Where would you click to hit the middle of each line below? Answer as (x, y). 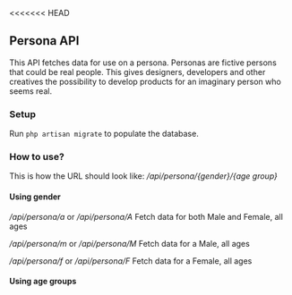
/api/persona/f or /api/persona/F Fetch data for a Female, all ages (131, 261)
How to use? (37, 157)
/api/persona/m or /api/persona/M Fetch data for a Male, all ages (130, 243)
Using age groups (43, 282)
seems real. (30, 91)
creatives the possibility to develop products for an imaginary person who (146, 81)
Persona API (44, 41)
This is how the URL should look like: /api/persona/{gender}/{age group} (143, 176)
